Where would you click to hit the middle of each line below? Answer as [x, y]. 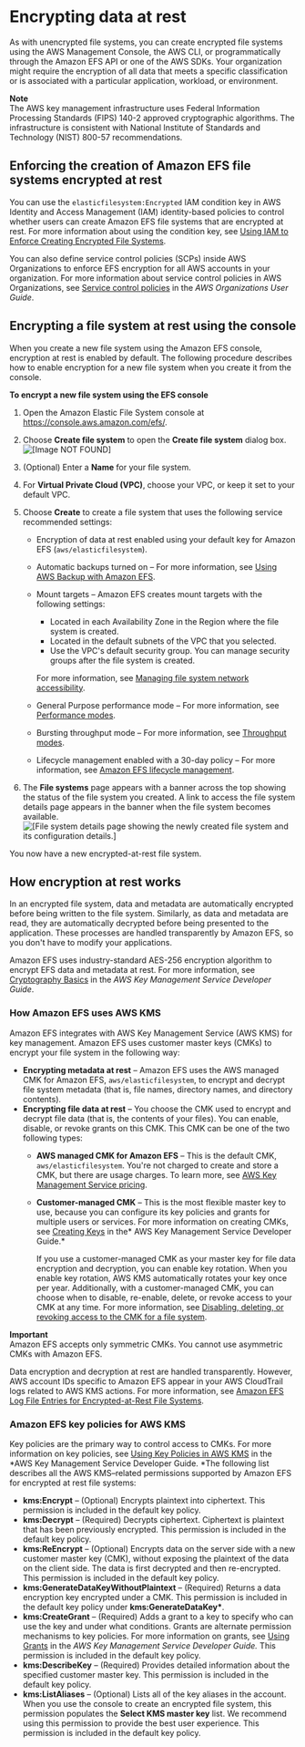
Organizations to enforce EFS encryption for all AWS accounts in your [140, 268]
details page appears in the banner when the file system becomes [147, 806]
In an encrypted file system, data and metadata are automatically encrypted [152, 904]
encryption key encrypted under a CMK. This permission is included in [155, 1597]
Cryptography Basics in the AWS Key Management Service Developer [140, 980]
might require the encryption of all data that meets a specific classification [149, 71]
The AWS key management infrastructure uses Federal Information [135, 108]
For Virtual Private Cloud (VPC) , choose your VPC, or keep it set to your [159, 484]
